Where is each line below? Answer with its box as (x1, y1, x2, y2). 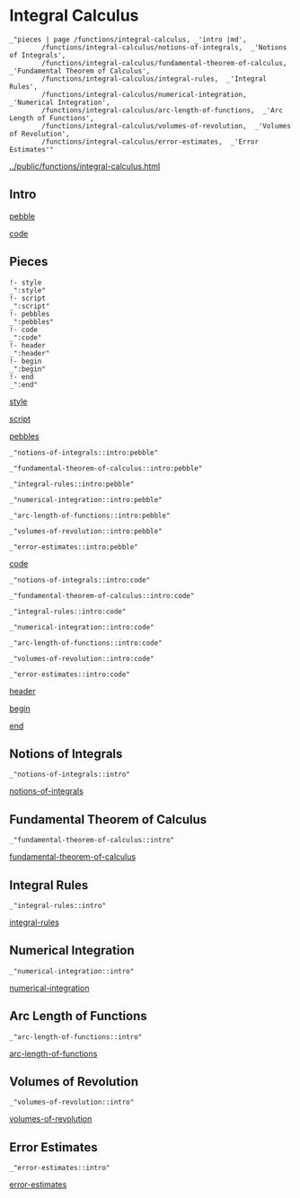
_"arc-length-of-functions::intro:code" (9, 639, 163, 647)
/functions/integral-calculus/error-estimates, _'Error (41, 137, 259, 146)
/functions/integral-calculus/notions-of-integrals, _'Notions (41, 42, 287, 52)
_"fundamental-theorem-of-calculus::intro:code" (9, 591, 195, 600)
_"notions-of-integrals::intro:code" (9, 576, 151, 585)
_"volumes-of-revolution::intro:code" (9, 654, 154, 663)
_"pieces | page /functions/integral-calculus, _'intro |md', (9, 35, 247, 44)
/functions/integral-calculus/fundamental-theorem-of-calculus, (41, 58, 287, 67)
